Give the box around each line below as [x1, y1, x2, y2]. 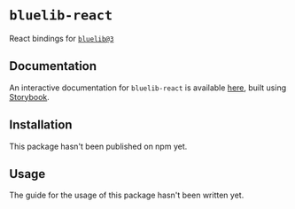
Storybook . [9, 91, 50, 102]
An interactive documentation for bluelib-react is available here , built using [9, 82, 286, 93]
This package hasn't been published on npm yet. [9, 141, 188, 151]
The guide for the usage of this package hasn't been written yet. [9, 190, 245, 201]
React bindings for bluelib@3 [9, 33, 114, 43]
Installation [9, 118, 73, 133]
